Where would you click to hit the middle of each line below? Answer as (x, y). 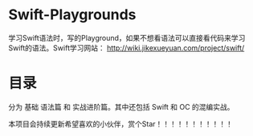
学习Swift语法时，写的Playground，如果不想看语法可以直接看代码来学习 (127, 38)
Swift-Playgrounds (72, 15)
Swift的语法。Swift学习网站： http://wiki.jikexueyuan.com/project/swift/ (126, 48)
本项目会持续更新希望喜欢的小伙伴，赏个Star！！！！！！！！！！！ (120, 124)
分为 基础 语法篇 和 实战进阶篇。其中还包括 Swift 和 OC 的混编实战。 (121, 106)
